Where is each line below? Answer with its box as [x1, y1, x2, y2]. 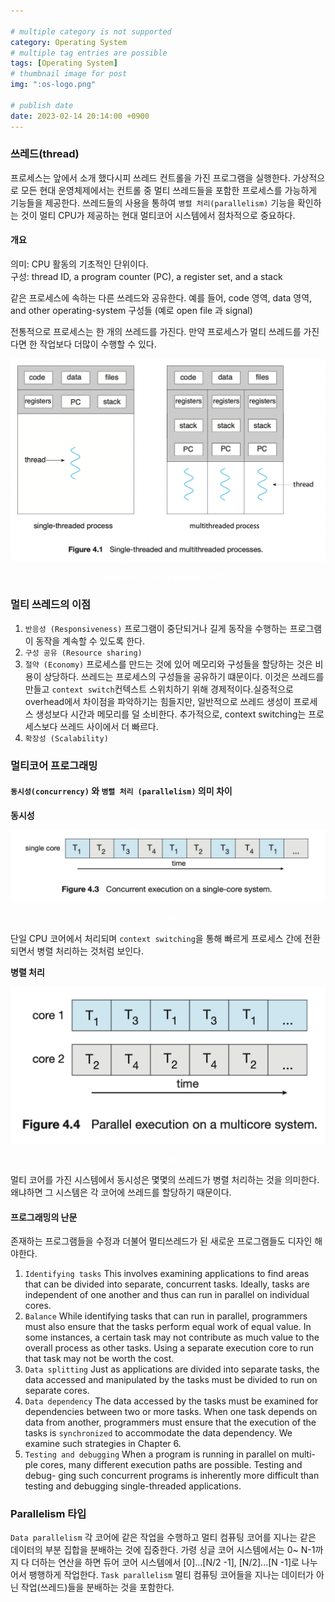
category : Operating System [10, 37, 128, 47]
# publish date [10, 100, 74, 110]
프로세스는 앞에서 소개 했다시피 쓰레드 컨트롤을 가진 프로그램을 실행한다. [10, 171, 291, 184]
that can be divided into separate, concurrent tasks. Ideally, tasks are [24, 1278, 310, 1290]
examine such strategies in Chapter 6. [24, 1438, 182, 1450]
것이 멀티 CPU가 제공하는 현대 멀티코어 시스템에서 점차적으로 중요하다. [20, 209, 296, 221]
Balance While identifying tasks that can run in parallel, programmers [24, 1310, 308, 1322]
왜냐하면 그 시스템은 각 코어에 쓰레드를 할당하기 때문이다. [10, 1186, 232, 1198]
